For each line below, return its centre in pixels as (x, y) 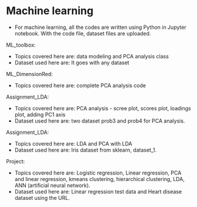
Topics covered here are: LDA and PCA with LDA (73, 143)
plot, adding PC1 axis (40, 114)
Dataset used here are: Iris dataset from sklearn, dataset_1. (86, 150)
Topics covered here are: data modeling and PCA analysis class (92, 56)
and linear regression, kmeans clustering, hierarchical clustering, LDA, (100, 179)
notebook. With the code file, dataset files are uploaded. (83, 33)
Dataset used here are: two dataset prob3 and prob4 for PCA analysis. (100, 121)
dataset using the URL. (42, 198)
